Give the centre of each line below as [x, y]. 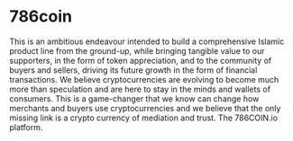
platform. [26, 127]
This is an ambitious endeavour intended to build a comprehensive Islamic [147, 41]
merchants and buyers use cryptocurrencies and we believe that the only [145, 108]
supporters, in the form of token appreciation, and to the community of [141, 60]
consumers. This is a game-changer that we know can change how [134, 98]
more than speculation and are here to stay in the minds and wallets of [140, 89]
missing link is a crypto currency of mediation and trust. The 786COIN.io [143, 118]
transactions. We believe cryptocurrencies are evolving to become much [144, 79]
